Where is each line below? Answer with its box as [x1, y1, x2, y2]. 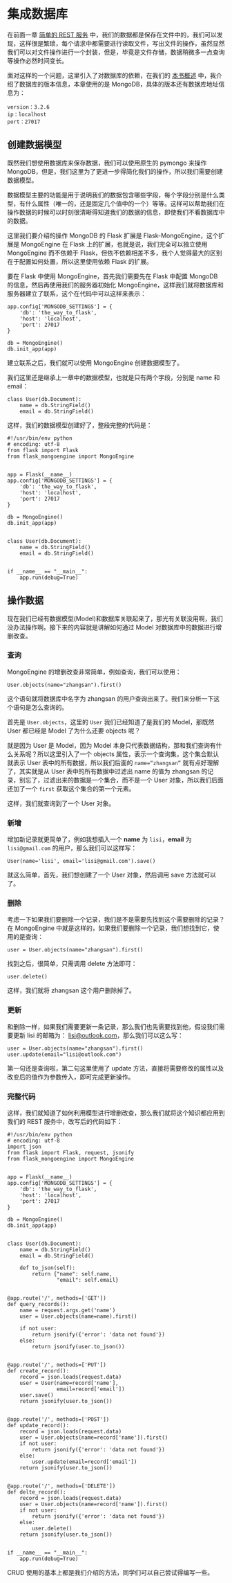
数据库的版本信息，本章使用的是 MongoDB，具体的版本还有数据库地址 [19, 80, 219, 88]
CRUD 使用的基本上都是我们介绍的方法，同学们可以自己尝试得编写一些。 [7, 1568, 214, 1577]
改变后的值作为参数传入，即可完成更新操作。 [7, 1073, 135, 1081]
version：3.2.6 [7, 103, 50, 111]
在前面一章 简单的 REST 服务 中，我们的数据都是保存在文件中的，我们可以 [7, 30, 217, 39]
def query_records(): [7, 1301, 70, 1308]
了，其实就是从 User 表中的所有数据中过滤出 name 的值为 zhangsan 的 [7, 767, 208, 776]
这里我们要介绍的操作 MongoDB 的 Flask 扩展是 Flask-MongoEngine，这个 [7, 231, 219, 240]
